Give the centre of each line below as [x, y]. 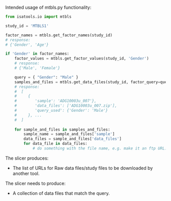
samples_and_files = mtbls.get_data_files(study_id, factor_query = [87, 82]
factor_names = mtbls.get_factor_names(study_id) [59, 35]
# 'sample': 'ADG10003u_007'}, [55, 101]
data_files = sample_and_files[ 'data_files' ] [73, 139]
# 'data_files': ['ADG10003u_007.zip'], [66, 106]
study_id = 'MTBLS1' [27, 26]
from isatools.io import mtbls [38, 17]
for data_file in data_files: [55, 144]
